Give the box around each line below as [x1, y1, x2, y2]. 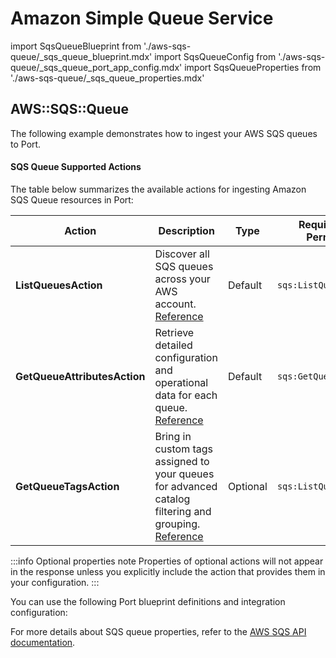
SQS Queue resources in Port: [10, 193, 134, 206]
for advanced [154, 479, 218, 493]
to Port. [10, 138, 42, 150]
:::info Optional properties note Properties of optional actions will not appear [10, 555, 324, 567]
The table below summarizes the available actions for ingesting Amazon [10, 183, 307, 195]
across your [154, 272, 211, 286]
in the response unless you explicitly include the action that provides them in [10, 565, 326, 577]
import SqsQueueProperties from [184, 61, 322, 73]
